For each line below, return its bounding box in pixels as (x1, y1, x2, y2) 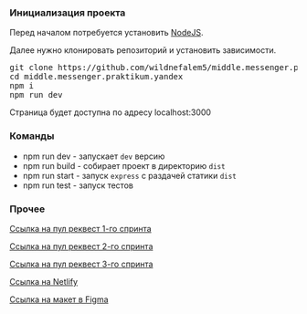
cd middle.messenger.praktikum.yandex (9, 71, 184, 82)
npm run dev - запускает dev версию (22, 151, 165, 162)
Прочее (9, 203, 46, 215)
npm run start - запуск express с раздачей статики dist (22, 170, 238, 181)
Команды (9, 130, 55, 142)
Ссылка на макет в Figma (9, 294, 109, 305)
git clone (9, 62, 53, 73)
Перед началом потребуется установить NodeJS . (9, 27, 204, 38)
